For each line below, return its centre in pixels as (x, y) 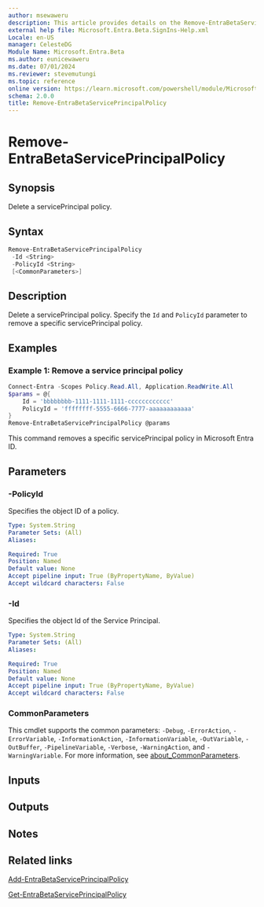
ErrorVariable (31, 739)
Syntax (26, 232)
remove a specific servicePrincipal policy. (75, 323)
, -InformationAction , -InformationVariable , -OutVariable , (149, 739)
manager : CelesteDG (40, 45)
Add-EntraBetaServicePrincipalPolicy (68, 879)
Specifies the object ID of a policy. (64, 511)
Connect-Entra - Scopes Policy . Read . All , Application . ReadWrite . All (121, 386)
